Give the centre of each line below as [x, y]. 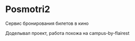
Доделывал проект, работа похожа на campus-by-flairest [67, 33]
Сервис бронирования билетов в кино [47, 23]
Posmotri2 [28, 9]
